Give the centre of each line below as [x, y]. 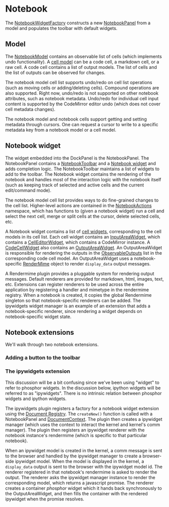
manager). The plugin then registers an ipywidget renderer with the [75, 430]
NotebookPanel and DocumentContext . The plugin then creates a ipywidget [84, 419]
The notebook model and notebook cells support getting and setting [76, 119]
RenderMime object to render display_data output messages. [87, 263]
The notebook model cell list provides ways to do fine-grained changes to [82, 200]
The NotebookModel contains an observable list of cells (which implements [84, 56]
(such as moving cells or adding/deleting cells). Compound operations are [82, 88]
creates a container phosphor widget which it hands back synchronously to [84, 488]
